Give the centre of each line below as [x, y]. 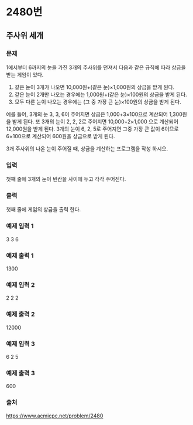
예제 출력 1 [20, 255]
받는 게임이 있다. [25, 74]
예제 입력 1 [20, 226]
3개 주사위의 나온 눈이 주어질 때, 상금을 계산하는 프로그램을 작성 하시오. [87, 148]
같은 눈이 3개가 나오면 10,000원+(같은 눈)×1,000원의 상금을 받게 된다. [94, 87]
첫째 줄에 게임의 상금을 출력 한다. [44, 210]
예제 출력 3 [20, 373]
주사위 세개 [25, 35]
